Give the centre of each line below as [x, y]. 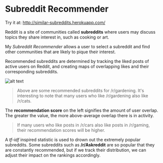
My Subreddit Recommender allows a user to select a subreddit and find [77, 46]
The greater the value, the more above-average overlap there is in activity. [80, 115]
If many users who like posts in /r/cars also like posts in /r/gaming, [83, 125]
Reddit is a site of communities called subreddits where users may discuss [80, 32]
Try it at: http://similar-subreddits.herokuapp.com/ [55, 22]
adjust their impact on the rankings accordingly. [53, 155]
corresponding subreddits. [32, 71]
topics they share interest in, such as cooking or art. [57, 37]
